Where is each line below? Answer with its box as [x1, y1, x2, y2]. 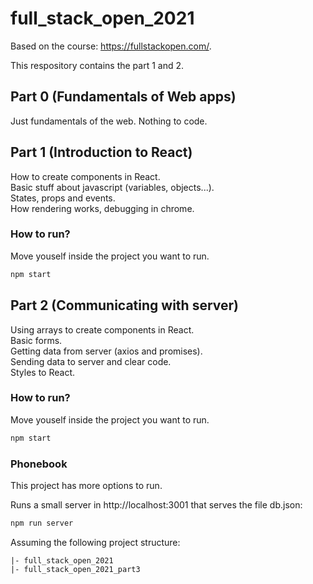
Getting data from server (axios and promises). [10, 345, 203, 357]
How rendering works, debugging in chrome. [10, 202, 195, 214]
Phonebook [10, 457, 68, 471]
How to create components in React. [10, 170, 161, 182]
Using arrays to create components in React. [10, 323, 195, 336]
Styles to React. [10, 366, 76, 378]
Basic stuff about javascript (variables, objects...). [10, 181, 215, 193]
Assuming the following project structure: [10, 536, 181, 548]
